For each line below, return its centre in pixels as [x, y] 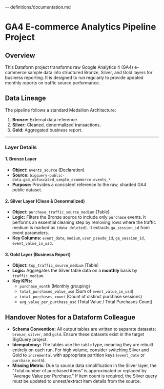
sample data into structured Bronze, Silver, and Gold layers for [90, 72]
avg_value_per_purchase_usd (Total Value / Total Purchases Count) [86, 302]
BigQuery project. [30, 339]
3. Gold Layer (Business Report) [38, 254]
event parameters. [31, 233]
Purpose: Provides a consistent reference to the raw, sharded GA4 [79, 184]
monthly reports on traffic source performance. [52, 83]
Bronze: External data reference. [45, 119]
